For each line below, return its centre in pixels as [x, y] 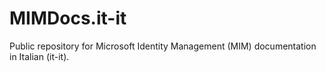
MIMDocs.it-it [68, 18]
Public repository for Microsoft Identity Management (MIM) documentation [163, 46]
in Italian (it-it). [39, 56]
